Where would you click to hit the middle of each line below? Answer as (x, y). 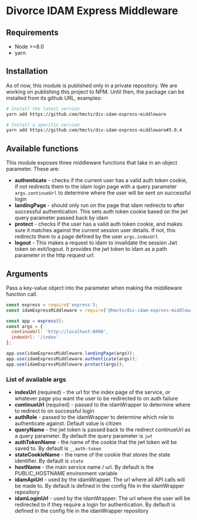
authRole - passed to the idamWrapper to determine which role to (94, 417)
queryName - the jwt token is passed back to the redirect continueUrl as (102, 430)
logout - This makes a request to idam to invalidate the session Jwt (96, 243)
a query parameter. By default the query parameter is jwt (84, 435)
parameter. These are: (33, 169)
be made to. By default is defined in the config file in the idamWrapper (99, 485)
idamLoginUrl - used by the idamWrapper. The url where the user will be (102, 498)
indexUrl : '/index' (35, 337)
